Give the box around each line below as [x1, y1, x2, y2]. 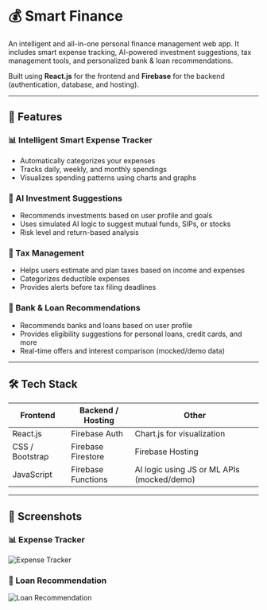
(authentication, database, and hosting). [8, 80, 139, 89]
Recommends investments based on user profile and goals [19, 210, 213, 220]
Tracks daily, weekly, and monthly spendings [19, 164, 167, 174]
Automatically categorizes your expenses [19, 155, 156, 165]
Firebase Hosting [134, 446, 199, 457]
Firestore [71, 452, 105, 463]
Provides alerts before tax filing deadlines [19, 283, 157, 292]
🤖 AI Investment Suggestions [8, 193, 123, 204]
